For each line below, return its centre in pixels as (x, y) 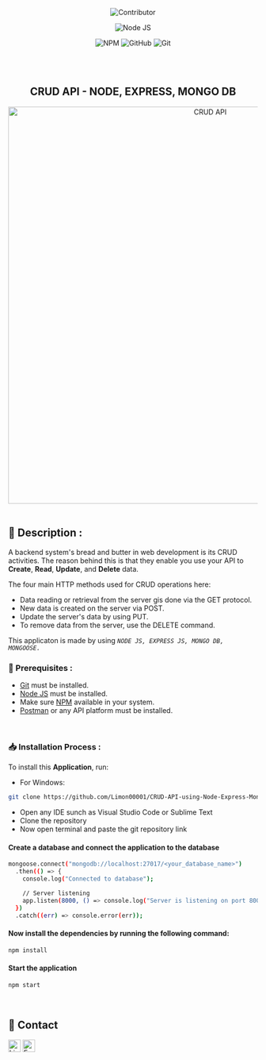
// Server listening (56, 893)
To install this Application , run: (59, 767)
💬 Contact (33, 1025)
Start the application (43, 968)
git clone (25, 797)
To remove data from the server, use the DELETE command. (117, 625)
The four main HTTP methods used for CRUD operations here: (110, 584)
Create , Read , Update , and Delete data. (73, 569)
